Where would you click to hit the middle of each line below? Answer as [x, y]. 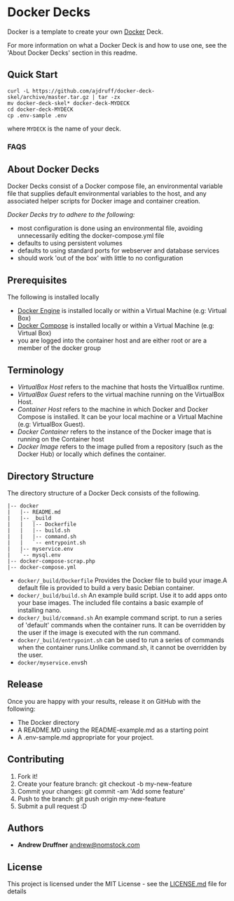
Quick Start [33, 75]
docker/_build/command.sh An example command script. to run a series [120, 618]
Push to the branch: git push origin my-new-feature [91, 799]
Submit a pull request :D [52, 806]
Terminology [36, 370]
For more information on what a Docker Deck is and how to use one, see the [117, 45]
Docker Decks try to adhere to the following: [71, 215]
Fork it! [28, 776]
